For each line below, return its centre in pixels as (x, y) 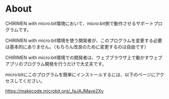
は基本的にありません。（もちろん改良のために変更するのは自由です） (77, 46)
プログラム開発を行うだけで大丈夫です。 (65, 64)
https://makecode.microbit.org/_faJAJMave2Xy (54, 91)
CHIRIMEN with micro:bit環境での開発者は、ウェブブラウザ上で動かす (77, 57)
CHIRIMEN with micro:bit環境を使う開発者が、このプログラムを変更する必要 (84, 40)
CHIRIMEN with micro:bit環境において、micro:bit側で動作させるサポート (79, 23)
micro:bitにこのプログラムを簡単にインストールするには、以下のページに (80, 74)
